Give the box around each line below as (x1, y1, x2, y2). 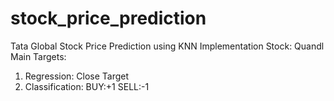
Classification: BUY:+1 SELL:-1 (24, 80, 150, 92)
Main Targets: (10, 50, 67, 62)
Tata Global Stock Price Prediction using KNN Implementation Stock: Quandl (10, 40, 325, 52)
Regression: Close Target (24, 70, 130, 82)
